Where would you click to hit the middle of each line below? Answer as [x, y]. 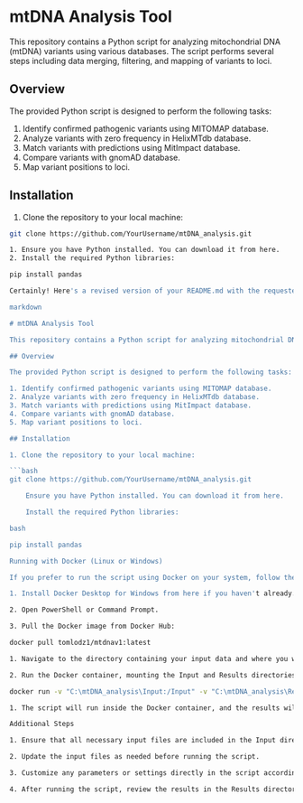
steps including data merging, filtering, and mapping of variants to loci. [141, 61]
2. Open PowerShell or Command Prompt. [84, 610]
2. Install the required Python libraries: [92, 258]
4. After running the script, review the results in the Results [134, 789]
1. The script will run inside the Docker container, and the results [145, 708]
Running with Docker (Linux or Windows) [87, 561]
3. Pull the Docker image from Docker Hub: [92, 626]
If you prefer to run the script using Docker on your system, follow [145, 577]
